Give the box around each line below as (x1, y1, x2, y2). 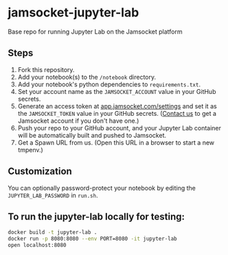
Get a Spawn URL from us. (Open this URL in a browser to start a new (17, 138, 215, 147)
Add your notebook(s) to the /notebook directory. (17, 73, 157, 81)
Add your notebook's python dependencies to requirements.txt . (17, 80, 201, 88)
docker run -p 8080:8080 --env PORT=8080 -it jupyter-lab (8, 235, 177, 243)
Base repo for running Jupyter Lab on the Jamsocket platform (8, 27, 183, 36)
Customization (8, 166, 73, 178)
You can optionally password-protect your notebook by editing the (8, 184, 196, 192)
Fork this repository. (17, 65, 75, 73)
